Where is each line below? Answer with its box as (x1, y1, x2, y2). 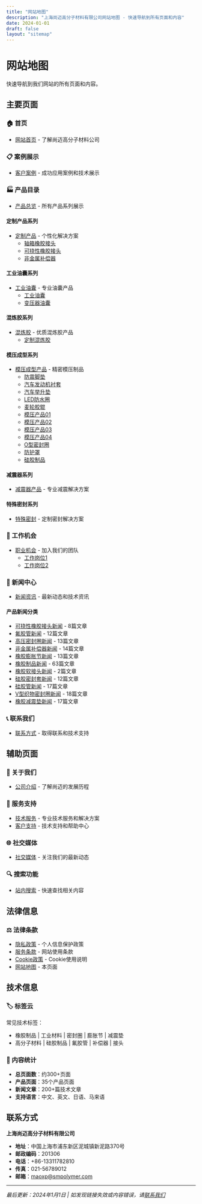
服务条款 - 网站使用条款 (14, 948, 74, 955)
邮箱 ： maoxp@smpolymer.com (14, 1173, 93, 1180)
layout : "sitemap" (6, 31, 52, 37)
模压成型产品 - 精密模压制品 (14, 366, 84, 373)
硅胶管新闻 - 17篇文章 (14, 683, 68, 690)
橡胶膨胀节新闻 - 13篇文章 (14, 653, 79, 660)
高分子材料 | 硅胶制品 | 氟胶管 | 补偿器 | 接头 (14, 1039, 124, 1047)
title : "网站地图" (6, 8, 49, 15)
